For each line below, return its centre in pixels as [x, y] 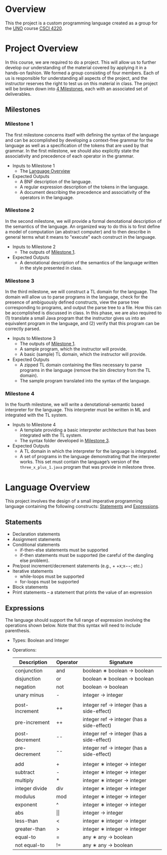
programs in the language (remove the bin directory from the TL [85, 370]
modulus [25, 797]
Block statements [30, 587]
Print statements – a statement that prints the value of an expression [82, 592]
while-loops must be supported [52, 576]
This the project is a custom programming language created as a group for [82, 23]
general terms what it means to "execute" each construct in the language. [81, 237]
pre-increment [32, 722]
